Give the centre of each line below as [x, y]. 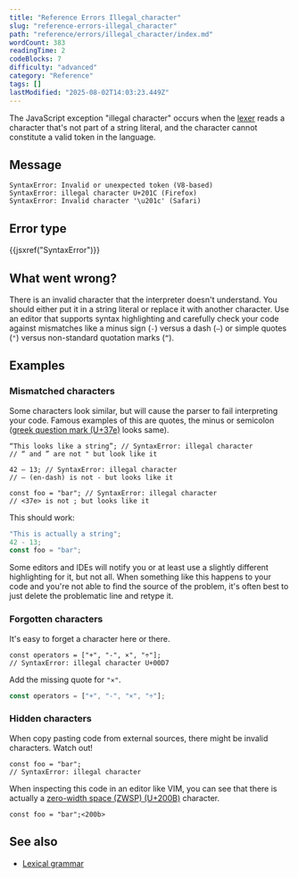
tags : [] [25, 84]
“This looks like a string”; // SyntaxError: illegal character [131, 446]
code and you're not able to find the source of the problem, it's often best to [149, 587]
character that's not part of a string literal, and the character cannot [133, 127]
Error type [38, 228]
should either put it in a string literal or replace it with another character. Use [149, 308]
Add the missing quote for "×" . [66, 680]
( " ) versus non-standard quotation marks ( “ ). [92, 337]
